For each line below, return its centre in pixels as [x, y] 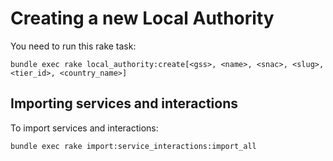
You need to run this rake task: [73, 46]
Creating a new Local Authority [142, 18]
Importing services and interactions [124, 103]
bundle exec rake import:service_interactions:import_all [133, 146]
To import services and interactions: [84, 128]
